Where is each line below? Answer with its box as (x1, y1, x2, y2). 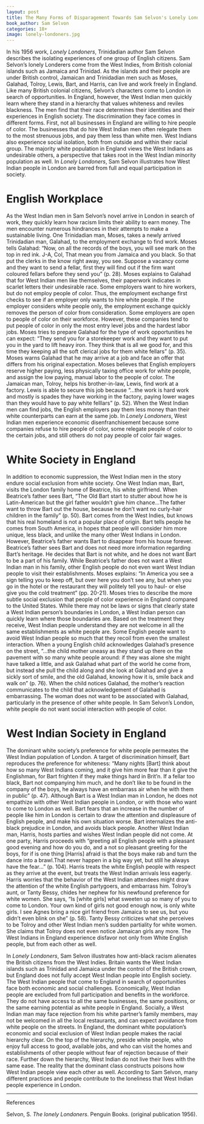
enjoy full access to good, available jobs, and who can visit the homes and (6, 1043, 192, 1050)
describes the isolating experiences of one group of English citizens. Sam (6, 55, 191, 62)
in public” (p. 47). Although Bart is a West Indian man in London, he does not (6, 792, 198, 799)
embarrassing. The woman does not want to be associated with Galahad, (6, 693, 189, 699)
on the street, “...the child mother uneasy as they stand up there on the (6, 648, 183, 654)
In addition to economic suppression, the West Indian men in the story (6, 473, 182, 480)
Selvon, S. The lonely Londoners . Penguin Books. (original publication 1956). (6, 1110, 197, 1118)
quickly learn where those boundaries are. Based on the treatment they (6, 615, 185, 622)
